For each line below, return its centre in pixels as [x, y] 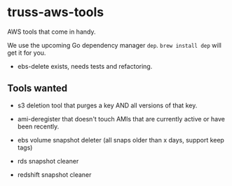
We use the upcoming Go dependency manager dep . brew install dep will [115, 45]
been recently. [38, 126]
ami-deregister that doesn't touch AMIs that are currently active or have [121, 119]
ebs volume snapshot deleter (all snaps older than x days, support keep [121, 140]
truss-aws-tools [55, 12]
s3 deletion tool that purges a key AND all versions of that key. [107, 105]
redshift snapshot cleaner [54, 174]
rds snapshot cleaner [48, 161]
